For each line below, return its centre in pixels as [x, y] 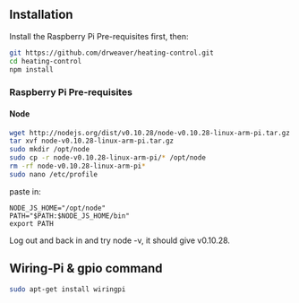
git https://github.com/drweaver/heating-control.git [112, 53]
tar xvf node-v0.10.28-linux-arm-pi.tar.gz [92, 141]
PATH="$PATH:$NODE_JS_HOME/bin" [69, 216]
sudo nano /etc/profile [54, 174]
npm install [31, 69]
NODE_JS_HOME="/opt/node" [57, 208]
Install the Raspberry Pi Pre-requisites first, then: [99, 36]
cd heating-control [46, 61]
